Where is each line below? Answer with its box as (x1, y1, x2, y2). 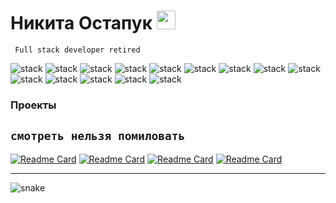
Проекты (10, 98, 57, 112)
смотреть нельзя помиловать (10, 129, 186, 144)
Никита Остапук (10, 12, 153, 35)
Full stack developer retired (14, 45, 141, 55)
